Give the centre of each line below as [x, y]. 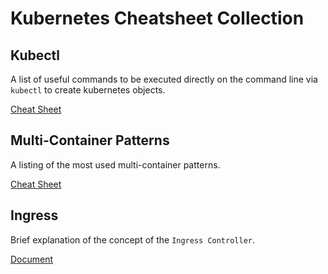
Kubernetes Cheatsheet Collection [157, 18]
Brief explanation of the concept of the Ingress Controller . [133, 239]
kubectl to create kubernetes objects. [88, 90]
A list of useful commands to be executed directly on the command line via [164, 79]
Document [32, 259]
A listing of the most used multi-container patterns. [115, 164]
